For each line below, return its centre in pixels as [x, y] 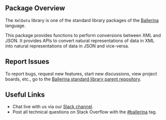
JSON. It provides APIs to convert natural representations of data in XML [80, 40]
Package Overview [35, 8]
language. [15, 25]
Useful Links [25, 95]
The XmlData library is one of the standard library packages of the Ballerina [82, 20]
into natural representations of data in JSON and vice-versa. [67, 46]
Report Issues [27, 62]
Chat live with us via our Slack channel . [53, 106]
